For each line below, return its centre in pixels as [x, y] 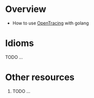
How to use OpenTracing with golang [50, 23]
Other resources [40, 77]
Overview [26, 9]
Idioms [19, 43]
